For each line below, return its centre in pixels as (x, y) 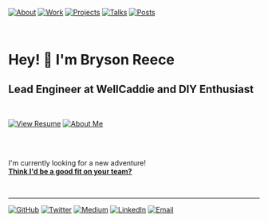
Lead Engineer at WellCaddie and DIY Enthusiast (131, 89)
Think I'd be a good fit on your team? (70, 171)
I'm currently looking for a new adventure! (77, 163)
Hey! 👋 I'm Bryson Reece (92, 60)
